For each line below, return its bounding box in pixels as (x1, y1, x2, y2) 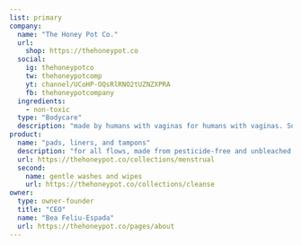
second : (17, 163, 47, 172)
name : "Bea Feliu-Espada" (17, 213, 115, 223)
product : (9, 130, 42, 139)
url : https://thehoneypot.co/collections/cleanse (25, 180, 216, 189)
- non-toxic (25, 105, 70, 114)
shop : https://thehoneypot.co (25, 47, 139, 56)
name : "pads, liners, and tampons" (17, 138, 151, 147)
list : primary (9, 13, 63, 22)
